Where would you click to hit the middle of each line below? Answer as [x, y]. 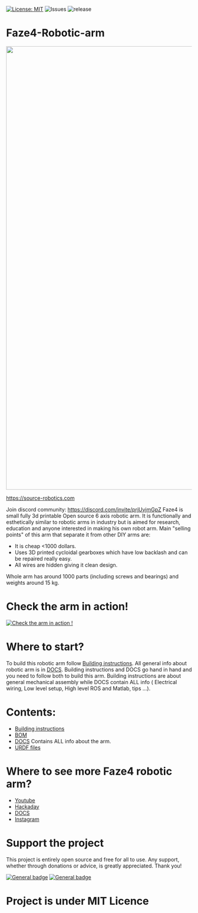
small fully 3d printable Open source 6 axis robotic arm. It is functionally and [99, 516]
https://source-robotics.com [40, 498]
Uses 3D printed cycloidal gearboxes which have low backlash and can [101, 552]
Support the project [55, 843]
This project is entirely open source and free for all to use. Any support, [93, 859]
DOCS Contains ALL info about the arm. [63, 741]
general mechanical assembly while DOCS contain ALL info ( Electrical [92, 682]
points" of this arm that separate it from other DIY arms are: [78, 535]
